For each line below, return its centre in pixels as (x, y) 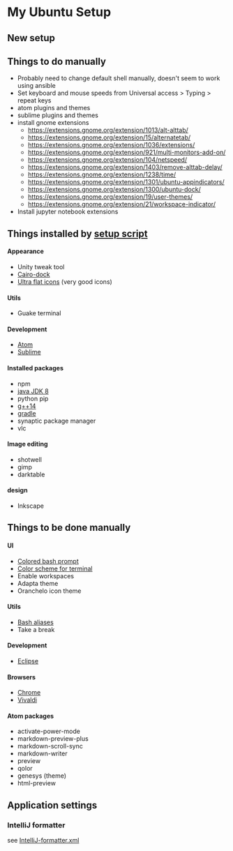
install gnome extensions (53, 123)
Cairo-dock (33, 274)
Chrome (29, 693)
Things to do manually (57, 61)
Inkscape (30, 506)
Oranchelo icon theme (49, 591)
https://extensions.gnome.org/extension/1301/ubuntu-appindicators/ (126, 182)
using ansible (36, 86)
